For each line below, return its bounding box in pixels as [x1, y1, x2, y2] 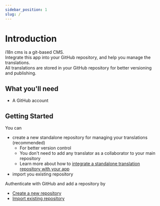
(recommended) [12, 140, 45, 146]
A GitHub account [12, 98, 49, 103]
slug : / [5, 12, 21, 17]
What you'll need [5, 84, 59, 93]
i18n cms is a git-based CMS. [5, 49, 64, 55]
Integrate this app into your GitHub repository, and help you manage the [5, 55, 151, 61]
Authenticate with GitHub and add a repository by [5, 181, 106, 187]
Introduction [5, 33, 57, 44]
